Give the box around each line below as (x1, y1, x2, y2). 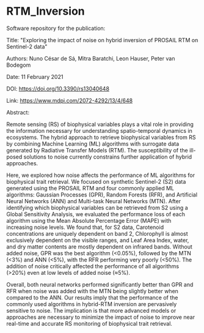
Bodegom (6, 61, 31, 69)
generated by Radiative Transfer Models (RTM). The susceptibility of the (6, 146, 188, 154)
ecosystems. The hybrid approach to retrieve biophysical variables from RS (6, 133, 196, 141)
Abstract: (6, 108, 29, 116)
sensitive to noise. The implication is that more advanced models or (6, 307, 177, 314)
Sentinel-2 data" (6, 43, 48, 50)
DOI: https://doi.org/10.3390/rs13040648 (6, 84, 110, 92)
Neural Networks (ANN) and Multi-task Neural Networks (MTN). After (6, 197, 181, 204)
